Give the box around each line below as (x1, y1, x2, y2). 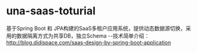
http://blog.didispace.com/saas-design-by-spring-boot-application (6, 39, 171, 46)
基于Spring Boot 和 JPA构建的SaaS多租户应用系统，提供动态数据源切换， (6, 25, 186, 32)
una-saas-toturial (6, 4, 96, 18)
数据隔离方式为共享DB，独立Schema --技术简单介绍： (16, 32, 150, 39)
